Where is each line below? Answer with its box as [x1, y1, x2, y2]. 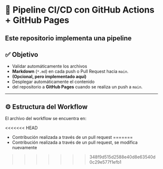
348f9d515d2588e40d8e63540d [89, 154, 156, 160]
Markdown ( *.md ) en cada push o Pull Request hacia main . [12, 68, 129, 74]
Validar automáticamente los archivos [12, 63, 87, 69]
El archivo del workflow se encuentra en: [5, 116, 86, 121]
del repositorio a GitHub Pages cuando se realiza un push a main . [12, 84, 143, 90]
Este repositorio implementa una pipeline [5, 34, 132, 42]
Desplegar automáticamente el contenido [12, 79, 95, 84]
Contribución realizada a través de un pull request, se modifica [12, 139, 138, 145]
